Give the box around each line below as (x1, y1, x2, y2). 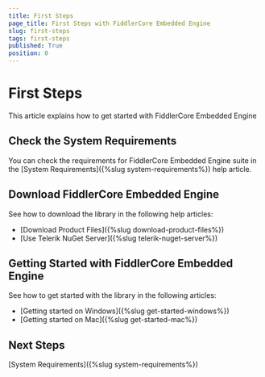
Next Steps (8, 338, 65, 352)
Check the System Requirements (8, 134, 177, 148)
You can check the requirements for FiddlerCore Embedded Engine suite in (8, 155, 257, 165)
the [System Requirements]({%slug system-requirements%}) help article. (8, 164, 252, 174)
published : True (8, 42, 63, 50)
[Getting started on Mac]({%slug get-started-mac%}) (19, 315, 198, 325)
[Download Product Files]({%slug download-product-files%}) (19, 224, 225, 234)
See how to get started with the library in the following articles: (8, 291, 217, 300)
